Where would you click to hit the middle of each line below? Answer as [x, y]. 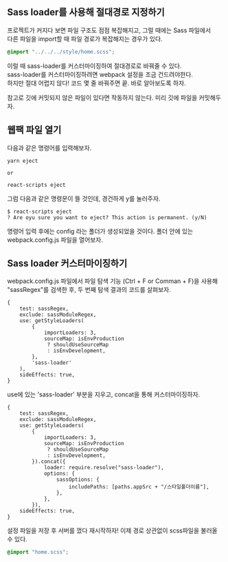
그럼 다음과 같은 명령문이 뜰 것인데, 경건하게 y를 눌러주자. [84, 199]
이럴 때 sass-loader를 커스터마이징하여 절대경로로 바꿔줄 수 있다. [94, 66]
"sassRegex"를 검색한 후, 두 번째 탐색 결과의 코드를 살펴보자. [89, 290]
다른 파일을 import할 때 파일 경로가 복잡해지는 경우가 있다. [85, 38]
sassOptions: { [78, 480]
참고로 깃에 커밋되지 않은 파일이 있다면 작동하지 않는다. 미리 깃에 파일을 [102, 98]
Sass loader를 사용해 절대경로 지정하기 [86, 12]
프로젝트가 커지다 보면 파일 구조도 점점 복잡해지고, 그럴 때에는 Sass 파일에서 [109, 30]
